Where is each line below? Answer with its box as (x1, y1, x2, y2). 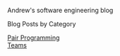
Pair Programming (7, 33, 60, 42)
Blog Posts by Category (7, 20, 76, 28)
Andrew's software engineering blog (7, 6, 114, 14)
